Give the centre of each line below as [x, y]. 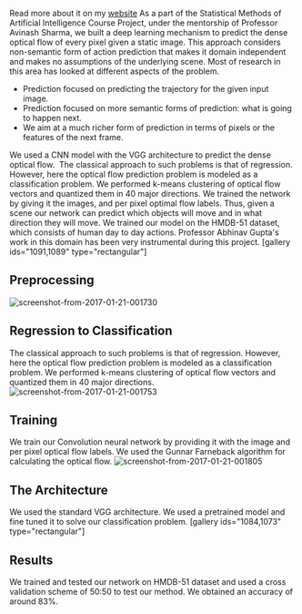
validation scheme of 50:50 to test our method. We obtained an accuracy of [151, 592]
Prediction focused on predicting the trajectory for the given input [146, 89]
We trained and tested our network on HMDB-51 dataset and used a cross [148, 582]
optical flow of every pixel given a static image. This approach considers [145, 42]
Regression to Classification [91, 331]
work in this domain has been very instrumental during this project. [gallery [150, 242]
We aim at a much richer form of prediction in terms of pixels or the [149, 128]
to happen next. [52, 118]
